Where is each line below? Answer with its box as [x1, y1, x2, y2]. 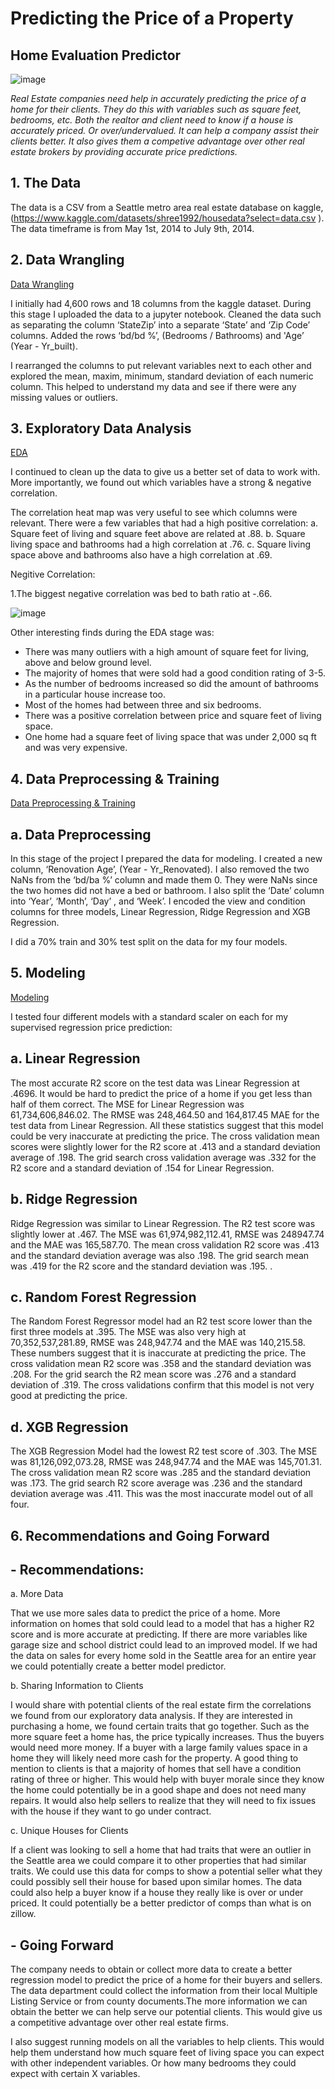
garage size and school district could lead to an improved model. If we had [10, 1639, 318, 1651]
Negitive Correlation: [10, 568, 96, 581]
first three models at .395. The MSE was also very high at [10, 1326, 247, 1338]
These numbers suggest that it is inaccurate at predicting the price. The [10, 1347, 307, 1359]
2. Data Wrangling [10, 252, 125, 269]
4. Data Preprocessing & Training [10, 770, 220, 787]
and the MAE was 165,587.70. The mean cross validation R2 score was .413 [10, 1238, 320, 1251]
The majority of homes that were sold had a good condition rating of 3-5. [24, 667, 326, 679]
